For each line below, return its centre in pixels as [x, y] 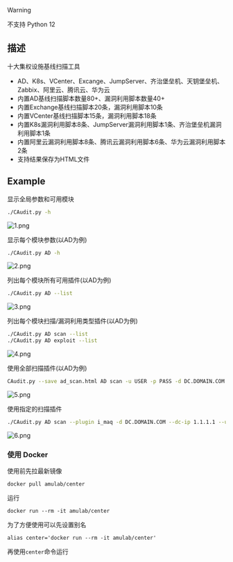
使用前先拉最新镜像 [35, 471]
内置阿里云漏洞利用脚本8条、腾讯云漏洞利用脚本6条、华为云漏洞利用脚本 [121, 142]
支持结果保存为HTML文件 [53, 159]
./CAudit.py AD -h [34, 253]
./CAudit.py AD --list [40, 293]
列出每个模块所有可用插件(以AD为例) [59, 280]
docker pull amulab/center [46, 484]
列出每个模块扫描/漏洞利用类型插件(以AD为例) [73, 321]
